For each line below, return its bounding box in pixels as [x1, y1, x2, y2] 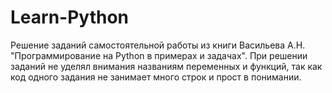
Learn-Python [10, 6, 130, 29]
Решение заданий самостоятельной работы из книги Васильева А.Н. [10, 39, 306, 51]
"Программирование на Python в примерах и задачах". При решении [10, 49, 308, 61]
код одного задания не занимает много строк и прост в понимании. [10, 71, 302, 83]
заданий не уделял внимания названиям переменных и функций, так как [10, 60, 323, 72]
